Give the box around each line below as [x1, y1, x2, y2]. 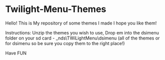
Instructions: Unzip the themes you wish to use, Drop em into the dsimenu [5, 29, 159, 35]
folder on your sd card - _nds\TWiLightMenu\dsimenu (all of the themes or [5, 35, 160, 41]
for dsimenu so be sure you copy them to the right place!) [5, 40, 125, 46]
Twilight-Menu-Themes [5, 3, 106, 15]
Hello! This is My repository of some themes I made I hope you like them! [5, 20, 157, 26]
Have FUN [5, 50, 27, 56]
